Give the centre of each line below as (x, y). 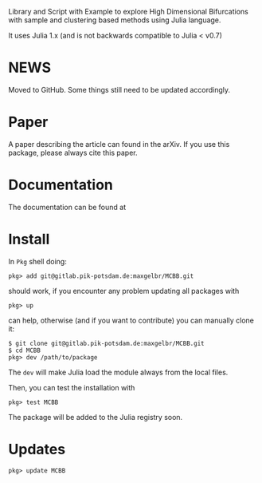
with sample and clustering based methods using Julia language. (115, 20)
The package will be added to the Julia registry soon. (96, 417)
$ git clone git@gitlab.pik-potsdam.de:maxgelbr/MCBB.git (106, 343)
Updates (37, 449)
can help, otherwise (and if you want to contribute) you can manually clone (131, 320)
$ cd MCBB (25, 350)
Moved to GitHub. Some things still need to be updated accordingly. (119, 89)
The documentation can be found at (67, 207)
